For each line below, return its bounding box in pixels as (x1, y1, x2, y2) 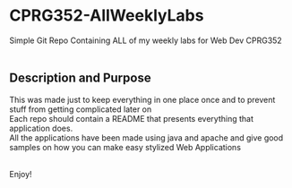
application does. (9, 123, 73, 133)
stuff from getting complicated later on (9, 104, 152, 115)
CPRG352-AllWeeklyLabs (9, 5, 204, 26)
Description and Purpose (9, 71, 151, 86)
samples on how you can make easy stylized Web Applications (9, 141, 242, 152)
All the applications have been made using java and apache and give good (9, 132, 284, 143)
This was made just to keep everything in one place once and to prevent (9, 94, 276, 105)
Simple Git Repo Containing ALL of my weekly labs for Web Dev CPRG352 (9, 35, 282, 46)
